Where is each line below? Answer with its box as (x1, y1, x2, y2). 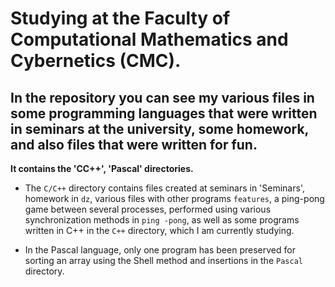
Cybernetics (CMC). (10, 50, 182, 72)
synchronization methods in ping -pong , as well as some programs (24, 214, 300, 226)
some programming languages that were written (10, 105, 318, 122)
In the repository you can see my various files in (10, 89, 315, 106)
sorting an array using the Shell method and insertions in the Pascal (24, 255, 303, 266)
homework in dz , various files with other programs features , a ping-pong (24, 193, 325, 204)
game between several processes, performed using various (24, 203, 272, 215)
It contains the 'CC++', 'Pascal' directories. (10, 163, 194, 174)
